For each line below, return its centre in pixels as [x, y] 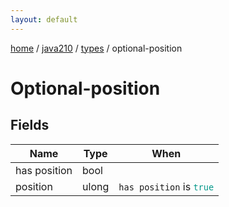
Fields [30, 125]
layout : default [44, 19]
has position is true [166, 186]
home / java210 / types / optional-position [96, 48]
